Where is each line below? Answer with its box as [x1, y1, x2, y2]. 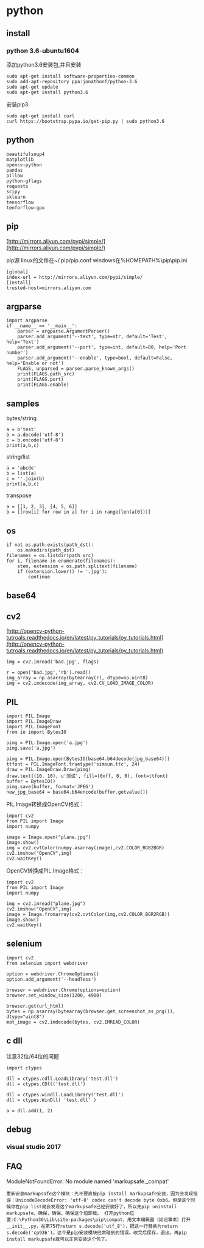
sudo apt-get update [6, 84, 59, 90]
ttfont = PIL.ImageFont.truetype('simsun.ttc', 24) [6, 761, 140, 767]
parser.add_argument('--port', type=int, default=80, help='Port [17, 344, 187, 350]
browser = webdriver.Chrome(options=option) [6, 987, 121, 993]
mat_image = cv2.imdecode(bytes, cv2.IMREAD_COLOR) [6, 1019, 140, 1025]
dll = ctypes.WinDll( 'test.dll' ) [6, 1097, 97, 1103]
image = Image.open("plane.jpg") [6, 834, 91, 840]
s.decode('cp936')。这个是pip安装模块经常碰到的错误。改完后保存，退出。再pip [6, 1230, 187, 1236]
